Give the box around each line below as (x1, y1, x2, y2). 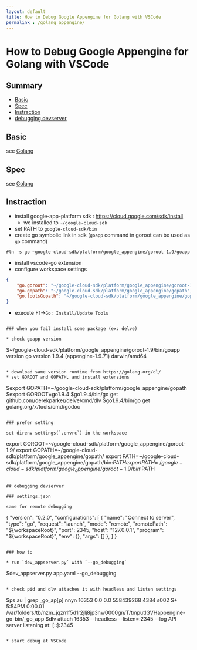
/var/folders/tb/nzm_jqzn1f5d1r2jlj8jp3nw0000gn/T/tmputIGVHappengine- (6, 609, 186, 616)
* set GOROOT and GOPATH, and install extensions (6, 374, 130, 380)
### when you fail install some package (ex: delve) (6, 326, 138, 332)
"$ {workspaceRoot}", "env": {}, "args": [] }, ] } (6, 533, 117, 540)
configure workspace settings (14, 265, 87, 272)
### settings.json (6, 493, 51, 499)
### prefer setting (6, 420, 54, 426)
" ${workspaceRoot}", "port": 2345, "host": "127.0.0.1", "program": (6, 526, 164, 533)
